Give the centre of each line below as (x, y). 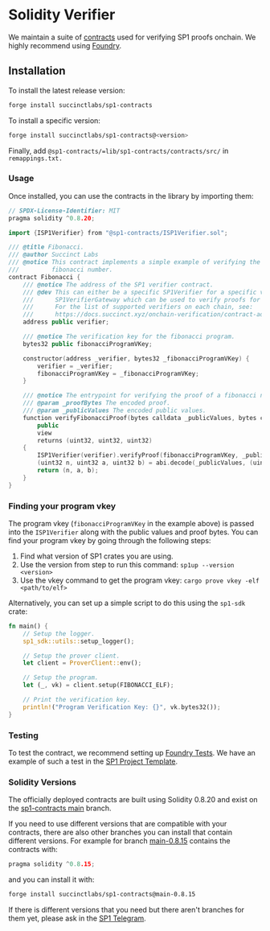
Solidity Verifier (62, 15)
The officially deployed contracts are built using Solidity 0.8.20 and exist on (133, 800)
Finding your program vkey (62, 506)
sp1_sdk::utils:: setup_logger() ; (79, 641)
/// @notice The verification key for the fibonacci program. (129, 337)
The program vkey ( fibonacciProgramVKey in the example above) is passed (131, 523)
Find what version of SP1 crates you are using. (97, 556)
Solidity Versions (43, 782)
